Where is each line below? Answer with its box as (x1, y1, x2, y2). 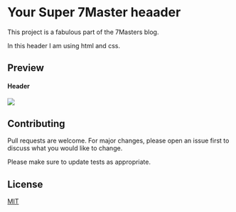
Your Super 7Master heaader (7, 4, 181, 21)
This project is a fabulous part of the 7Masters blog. (7, 28, 159, 36)
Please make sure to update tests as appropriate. (7, 157, 151, 167)
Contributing (7, 118, 65, 130)
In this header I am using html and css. (7, 41, 121, 50)
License (7, 178, 43, 190)
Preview (7, 62, 45, 74)
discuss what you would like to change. (7, 144, 123, 152)
